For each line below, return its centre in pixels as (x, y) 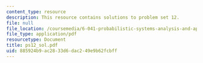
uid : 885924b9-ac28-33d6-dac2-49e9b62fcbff (62, 51)
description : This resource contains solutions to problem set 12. (93, 17)
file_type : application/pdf (42, 34)
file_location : (25, 28)
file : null (20, 23)
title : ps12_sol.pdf (32, 46)
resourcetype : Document (36, 40)
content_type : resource (36, 12)
